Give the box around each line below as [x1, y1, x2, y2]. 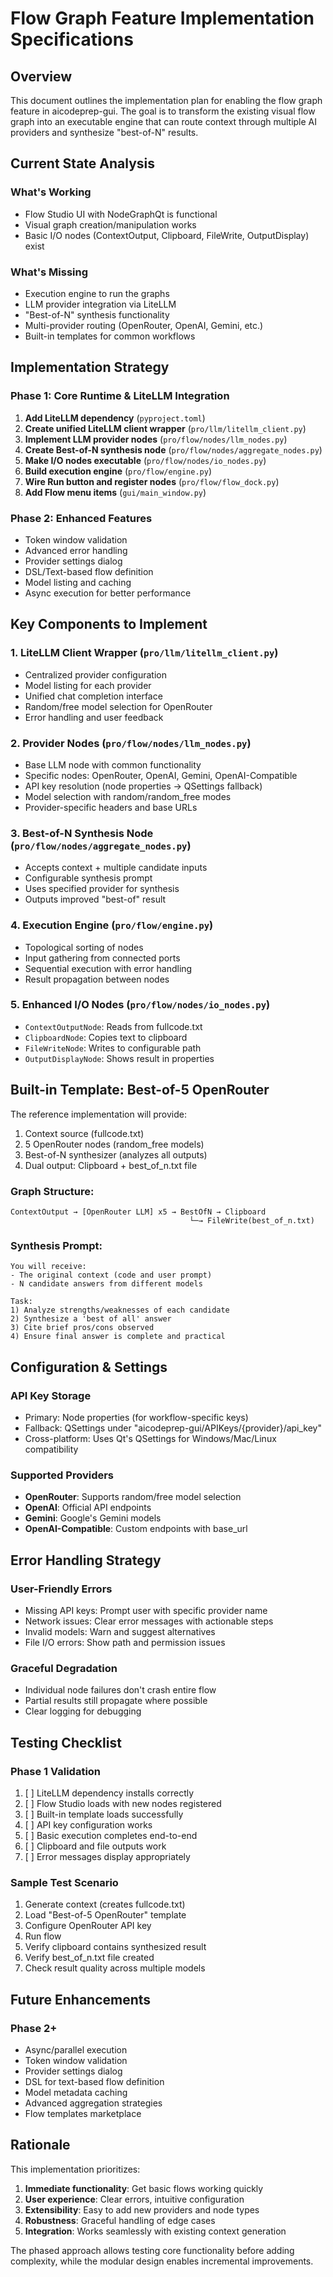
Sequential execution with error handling [24, 962, 193, 974]
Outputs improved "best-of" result [24, 893, 167, 906]
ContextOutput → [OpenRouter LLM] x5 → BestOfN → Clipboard [10, 1207, 267, 1217]
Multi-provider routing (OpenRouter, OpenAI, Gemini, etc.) [24, 319, 264, 331]
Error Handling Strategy [10, 1552, 162, 1569]
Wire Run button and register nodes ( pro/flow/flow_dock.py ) [24, 475, 280, 487]
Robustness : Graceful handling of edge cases [24, 2214, 216, 2226]
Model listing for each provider [24, 679, 152, 691]
